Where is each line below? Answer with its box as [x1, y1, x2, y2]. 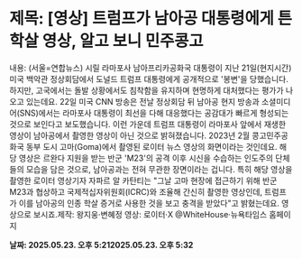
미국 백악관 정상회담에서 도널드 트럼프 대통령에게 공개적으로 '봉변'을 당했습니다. [9, 73, 288, 84]
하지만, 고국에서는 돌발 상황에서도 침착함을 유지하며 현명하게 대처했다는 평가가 [9, 85, 284, 96]
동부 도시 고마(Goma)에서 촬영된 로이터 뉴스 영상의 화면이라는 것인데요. [25, 141, 278, 152]
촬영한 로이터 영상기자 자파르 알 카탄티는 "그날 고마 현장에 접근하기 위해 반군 [9, 175, 278, 186]
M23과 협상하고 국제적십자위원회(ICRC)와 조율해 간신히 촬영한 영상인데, [9, 186, 263, 197]
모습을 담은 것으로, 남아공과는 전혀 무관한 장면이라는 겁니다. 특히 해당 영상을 [25, 163, 293, 174]
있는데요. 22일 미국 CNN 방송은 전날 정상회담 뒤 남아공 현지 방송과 [25, 96, 260, 106]
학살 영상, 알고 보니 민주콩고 [9, 31, 205, 51]
